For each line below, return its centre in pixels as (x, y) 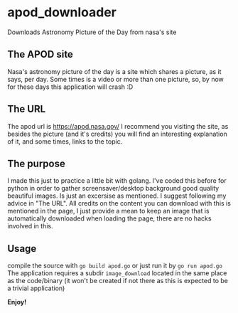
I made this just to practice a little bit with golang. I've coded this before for (117, 181)
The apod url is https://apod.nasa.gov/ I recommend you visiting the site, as (118, 126)
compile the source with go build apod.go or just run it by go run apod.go (115, 266)
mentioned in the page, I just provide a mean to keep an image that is (108, 211)
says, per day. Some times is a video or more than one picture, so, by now (115, 79)
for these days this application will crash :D (70, 87)
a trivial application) (36, 288)
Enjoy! (17, 302)
